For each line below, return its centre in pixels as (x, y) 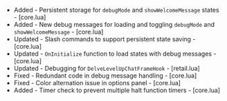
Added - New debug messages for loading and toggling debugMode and (114, 24)
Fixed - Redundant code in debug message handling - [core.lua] (105, 76)
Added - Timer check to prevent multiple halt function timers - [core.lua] (117, 90)
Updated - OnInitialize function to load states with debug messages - (115, 54)
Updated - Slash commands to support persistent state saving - (105, 39)
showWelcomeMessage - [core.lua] (58, 32)
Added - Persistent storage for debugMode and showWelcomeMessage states (116, 10)
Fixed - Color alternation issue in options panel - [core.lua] (97, 83)
